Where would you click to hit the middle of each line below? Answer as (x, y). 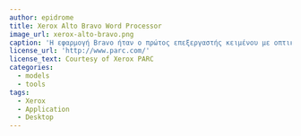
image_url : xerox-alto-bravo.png (72, 34)
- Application (43, 109)
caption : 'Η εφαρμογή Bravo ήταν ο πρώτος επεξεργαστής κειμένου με (140, 42)
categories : (31, 68)
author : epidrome (42, 17)
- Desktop (35, 117)
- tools (32, 84)
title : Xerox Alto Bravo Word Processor (86, 26)
